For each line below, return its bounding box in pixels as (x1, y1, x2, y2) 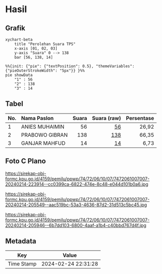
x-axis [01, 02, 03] (14, 46, 58, 51)
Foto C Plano (5, 157, 46, 166)
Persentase (126, 114, 154, 122)
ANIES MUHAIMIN (21, 123, 65, 130)
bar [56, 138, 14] (14, 55, 53, 60)
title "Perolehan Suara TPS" (14, 42, 76, 47)
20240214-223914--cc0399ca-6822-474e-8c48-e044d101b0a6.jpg (5, 181, 148, 187)
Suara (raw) (92, 114, 121, 122)
